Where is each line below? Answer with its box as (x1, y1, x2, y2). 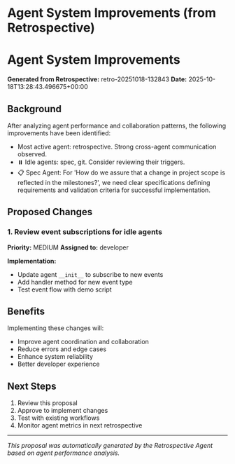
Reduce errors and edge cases (17, 345, 107, 353)
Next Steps (7, 380, 57, 392)
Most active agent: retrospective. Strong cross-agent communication (17, 142, 217, 151)
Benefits (7, 306, 45, 318)
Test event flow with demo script (17, 285, 112, 294)
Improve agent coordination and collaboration (17, 338, 149, 346)
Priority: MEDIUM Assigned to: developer (7, 243, 129, 252)
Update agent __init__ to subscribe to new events (17, 270, 164, 278)
